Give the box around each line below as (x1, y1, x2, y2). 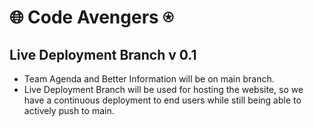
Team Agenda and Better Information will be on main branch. (23, 73, 275, 85)
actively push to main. (23, 105, 115, 116)
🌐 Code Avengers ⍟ (9, 6, 174, 29)
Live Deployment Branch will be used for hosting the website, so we (23, 84, 304, 95)
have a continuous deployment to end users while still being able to (23, 94, 302, 106)
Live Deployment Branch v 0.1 (9, 46, 197, 63)
